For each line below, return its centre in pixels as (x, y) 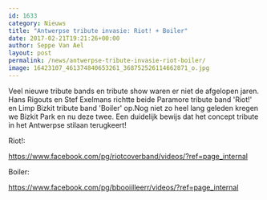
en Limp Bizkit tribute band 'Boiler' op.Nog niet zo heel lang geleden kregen (133, 108)
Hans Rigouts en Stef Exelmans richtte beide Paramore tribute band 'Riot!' (130, 99)
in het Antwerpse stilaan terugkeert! (67, 124)
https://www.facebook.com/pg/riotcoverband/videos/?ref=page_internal (128, 156)
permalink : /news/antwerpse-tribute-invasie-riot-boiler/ (107, 61)
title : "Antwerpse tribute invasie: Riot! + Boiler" (98, 31)
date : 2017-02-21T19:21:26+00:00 (64, 38)
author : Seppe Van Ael (46, 46)
